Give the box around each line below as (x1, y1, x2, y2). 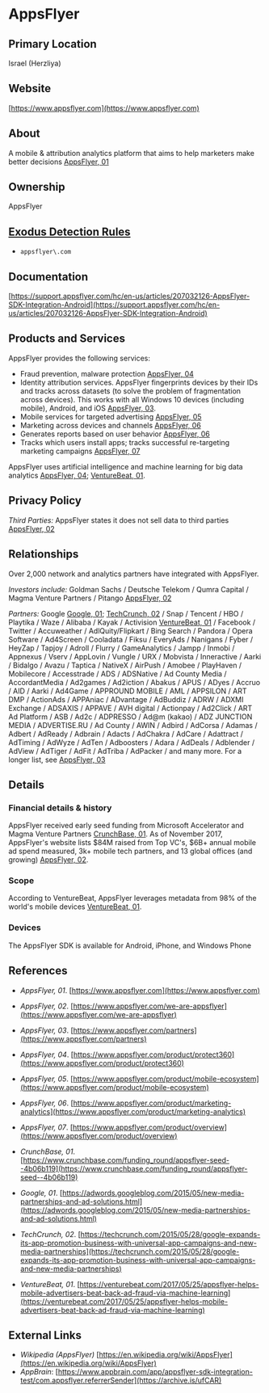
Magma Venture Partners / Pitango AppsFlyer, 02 (8, 593, 172, 603)
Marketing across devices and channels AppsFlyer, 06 (19, 420, 202, 430)
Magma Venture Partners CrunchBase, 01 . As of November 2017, (8, 829, 224, 839)
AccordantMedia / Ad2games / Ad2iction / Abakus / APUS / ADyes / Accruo (8, 677, 261, 687)
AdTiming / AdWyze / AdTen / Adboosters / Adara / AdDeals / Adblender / (8, 737, 255, 747)
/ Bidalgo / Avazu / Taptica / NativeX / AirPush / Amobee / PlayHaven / (8, 660, 242, 670)
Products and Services (8, 332, 125, 346)
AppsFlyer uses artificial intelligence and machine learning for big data (8, 461, 244, 471)
